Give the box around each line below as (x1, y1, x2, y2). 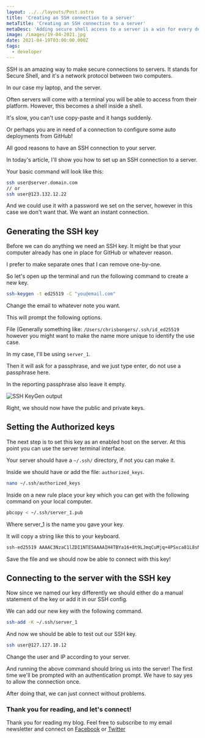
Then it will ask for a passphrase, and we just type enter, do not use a (6, 362, 181, 370)
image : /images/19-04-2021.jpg (6, 32, 86, 38)
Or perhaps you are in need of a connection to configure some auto (6, 126, 176, 133)
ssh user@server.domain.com (6, 180, 78, 186)
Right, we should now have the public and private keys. (6, 404, 145, 412)
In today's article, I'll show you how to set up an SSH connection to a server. (6, 156, 198, 163)
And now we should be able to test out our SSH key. (6, 630, 137, 638)
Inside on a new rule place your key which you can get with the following (6, 491, 189, 499)
